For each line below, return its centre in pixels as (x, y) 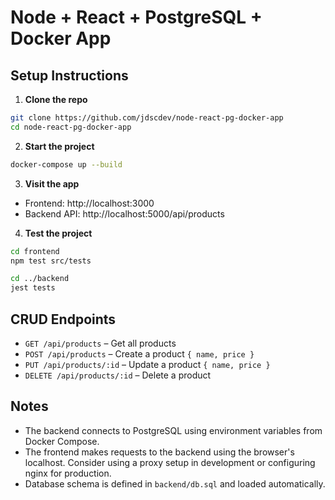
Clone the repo (56, 99)
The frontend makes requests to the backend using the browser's (159, 452)
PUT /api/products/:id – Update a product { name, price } (147, 364)
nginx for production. (68, 473)
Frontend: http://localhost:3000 (89, 203)
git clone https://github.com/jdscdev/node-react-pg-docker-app (147, 118)
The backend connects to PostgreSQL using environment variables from (173, 430)
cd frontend (35, 251)
